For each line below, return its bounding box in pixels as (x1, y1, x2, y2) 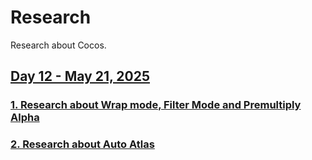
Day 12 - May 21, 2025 (10, 68, 150, 85)
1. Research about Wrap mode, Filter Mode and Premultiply (10, 98, 302, 112)
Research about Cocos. (10, 39, 107, 51)
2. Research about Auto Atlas (10, 137, 155, 151)
